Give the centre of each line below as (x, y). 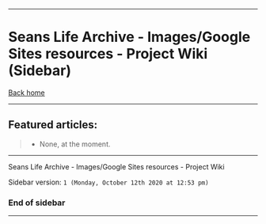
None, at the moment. (75, 144)
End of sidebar (37, 203)
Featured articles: (53, 125)
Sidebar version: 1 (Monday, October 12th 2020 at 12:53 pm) (108, 182)
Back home (27, 93)
